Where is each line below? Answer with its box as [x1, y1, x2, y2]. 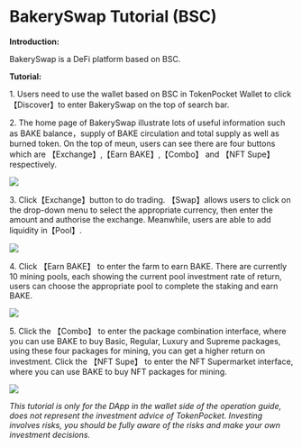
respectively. [9, 159, 57, 169]
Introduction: [9, 36, 60, 47]
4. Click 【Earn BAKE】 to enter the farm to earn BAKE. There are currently [9, 260, 288, 271]
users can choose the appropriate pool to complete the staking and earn [9, 280, 279, 291]
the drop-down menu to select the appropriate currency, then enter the [9, 205, 273, 215]
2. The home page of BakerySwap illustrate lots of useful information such [9, 117, 286, 128]
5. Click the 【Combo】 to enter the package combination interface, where [9, 325, 287, 336]
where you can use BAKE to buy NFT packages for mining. [9, 366, 227, 377]
